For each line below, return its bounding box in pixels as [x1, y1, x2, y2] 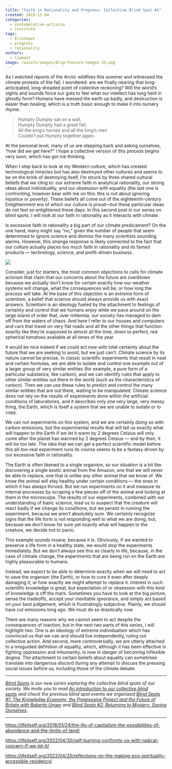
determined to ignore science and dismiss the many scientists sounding [5, 233, 157, 239]
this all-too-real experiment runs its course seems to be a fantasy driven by [5, 446, 164, 453]
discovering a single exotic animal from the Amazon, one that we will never [5, 467, 163, 473]
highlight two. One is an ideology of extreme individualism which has [5, 627, 150, 633]
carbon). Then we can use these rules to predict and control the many [5, 382, 153, 388]
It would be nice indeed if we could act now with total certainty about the [5, 344, 159, 350]
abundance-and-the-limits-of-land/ [5, 728, 80, 734]
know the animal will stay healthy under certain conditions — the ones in [5, 478, 158, 484]
